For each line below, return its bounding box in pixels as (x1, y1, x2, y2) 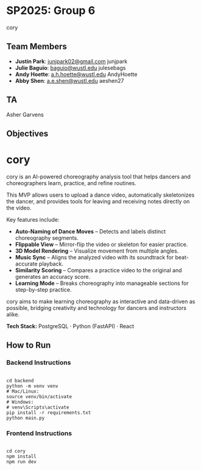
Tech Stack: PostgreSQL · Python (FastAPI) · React (6, 322, 134, 329)
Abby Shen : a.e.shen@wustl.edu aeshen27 (15, 77, 124, 84)
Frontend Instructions (6, 429, 72, 437)
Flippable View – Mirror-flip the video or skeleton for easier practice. (15, 240, 188, 248)
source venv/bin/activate (6, 393, 72, 399)
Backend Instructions (6, 359, 71, 367)
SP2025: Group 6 (6, 4, 96, 18)
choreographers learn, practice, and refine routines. (6, 179, 137, 186)
